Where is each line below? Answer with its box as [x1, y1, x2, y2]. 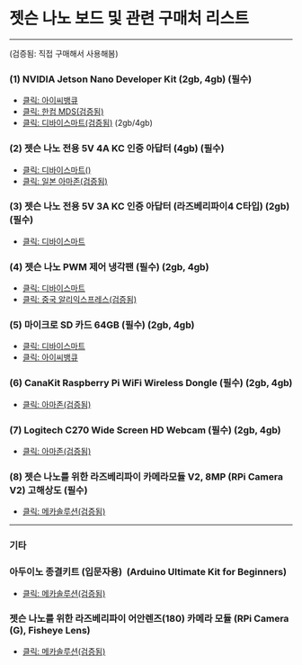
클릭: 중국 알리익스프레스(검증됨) [22, 294, 138, 305]
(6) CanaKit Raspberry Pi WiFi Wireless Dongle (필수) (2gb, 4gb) [9, 377, 293, 390]
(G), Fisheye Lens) [9, 625, 91, 637]
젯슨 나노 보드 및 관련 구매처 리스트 [9, 8, 250, 29]
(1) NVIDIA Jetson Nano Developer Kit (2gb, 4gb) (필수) [9, 73, 253, 85]
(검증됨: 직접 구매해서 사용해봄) [9, 48, 119, 58]
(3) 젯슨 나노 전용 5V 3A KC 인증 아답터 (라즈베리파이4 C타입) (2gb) [9, 200, 290, 212]
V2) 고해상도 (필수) [9, 483, 88, 496]
